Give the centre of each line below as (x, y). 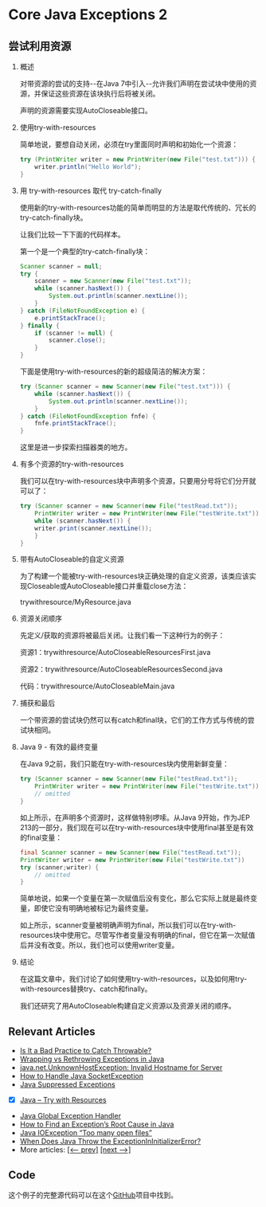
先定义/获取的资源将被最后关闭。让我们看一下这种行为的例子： (122, 636)
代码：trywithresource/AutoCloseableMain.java (97, 686)
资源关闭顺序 (41, 618)
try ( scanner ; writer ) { (59, 867)
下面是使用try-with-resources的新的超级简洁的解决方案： (113, 371)
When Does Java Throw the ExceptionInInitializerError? (110, 1142)
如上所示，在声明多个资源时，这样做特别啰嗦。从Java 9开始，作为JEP (135, 817)
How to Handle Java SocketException (81, 1076)
